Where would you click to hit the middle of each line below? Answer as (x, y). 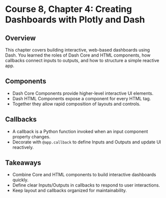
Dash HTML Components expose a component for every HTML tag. (82, 98)
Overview (21, 38)
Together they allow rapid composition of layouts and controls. (76, 104)
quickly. (20, 180)
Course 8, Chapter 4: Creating (69, 9)
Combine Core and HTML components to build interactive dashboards (84, 175)
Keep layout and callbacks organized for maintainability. (70, 191)
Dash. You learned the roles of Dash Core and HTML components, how (78, 55)
